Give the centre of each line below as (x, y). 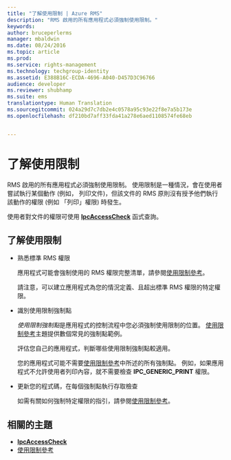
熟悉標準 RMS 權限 (44, 258)
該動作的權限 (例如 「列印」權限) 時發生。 (66, 202)
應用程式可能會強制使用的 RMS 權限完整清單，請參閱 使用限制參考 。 (113, 273)
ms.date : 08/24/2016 (37, 45)
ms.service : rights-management (52, 65)
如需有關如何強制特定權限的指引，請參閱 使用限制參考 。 (95, 401)
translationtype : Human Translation (59, 103)
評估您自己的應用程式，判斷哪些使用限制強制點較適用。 (95, 348)
